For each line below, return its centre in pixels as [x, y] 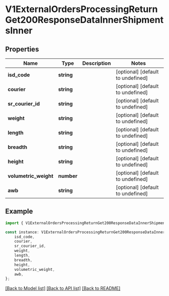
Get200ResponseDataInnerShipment [84, 20]
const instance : [22, 232]
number [68, 176]
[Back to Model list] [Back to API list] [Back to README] [63, 288]
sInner [19, 31]
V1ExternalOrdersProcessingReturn [81, 9]
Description [97, 63]
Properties [22, 49]
